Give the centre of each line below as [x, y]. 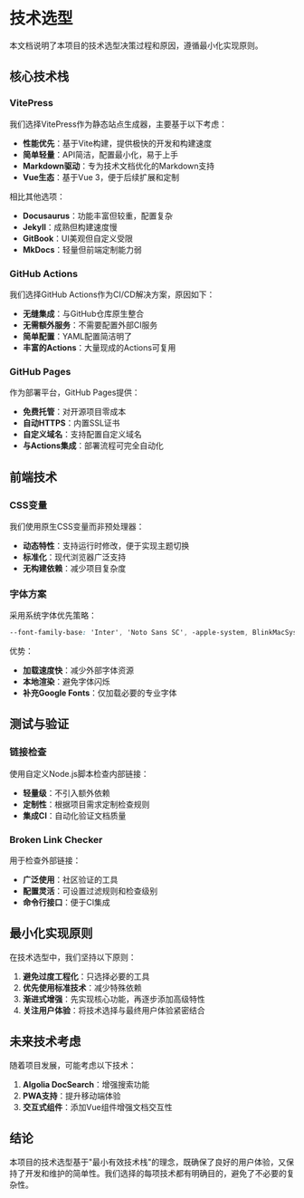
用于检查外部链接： [45, 860]
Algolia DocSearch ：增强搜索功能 [86, 1084]
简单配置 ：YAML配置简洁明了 [77, 336]
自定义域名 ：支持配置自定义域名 [82, 435]
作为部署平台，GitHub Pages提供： [75, 393]
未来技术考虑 [45, 1042]
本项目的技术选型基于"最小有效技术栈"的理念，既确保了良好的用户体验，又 [148, 1162]
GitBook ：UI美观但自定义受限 [78, 238]
